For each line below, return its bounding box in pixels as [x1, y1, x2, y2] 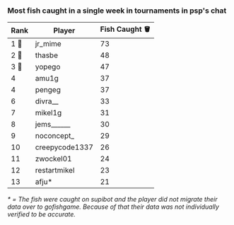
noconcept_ [35, 131, 74, 141]
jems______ [35, 120, 71, 129]
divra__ [35, 96, 59, 106]
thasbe [35, 50, 59, 60]
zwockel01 [35, 154, 72, 164]
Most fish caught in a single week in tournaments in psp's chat [7, 6, 227, 16]
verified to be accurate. [7, 210, 76, 219]
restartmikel [35, 166, 75, 175]
